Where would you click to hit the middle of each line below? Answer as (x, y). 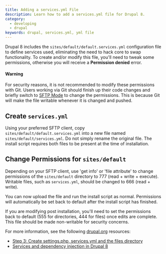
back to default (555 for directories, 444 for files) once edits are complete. (81, 216)
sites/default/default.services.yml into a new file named (65, 133)
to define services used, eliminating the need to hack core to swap (73, 52)
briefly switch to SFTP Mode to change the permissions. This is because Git (83, 95)
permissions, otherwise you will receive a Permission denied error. (74, 63)
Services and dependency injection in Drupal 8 (60, 246)
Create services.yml (37, 116)
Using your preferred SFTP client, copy (45, 128)
